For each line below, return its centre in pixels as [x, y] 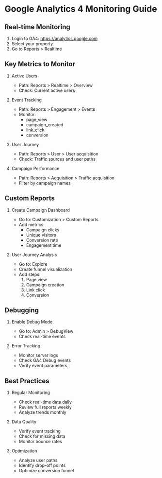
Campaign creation [45, 285]
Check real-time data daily [45, 402]
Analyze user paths [38, 461]
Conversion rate [42, 240]
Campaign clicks [43, 230]
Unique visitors [41, 235]
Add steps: [30, 274]
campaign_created [45, 124]
